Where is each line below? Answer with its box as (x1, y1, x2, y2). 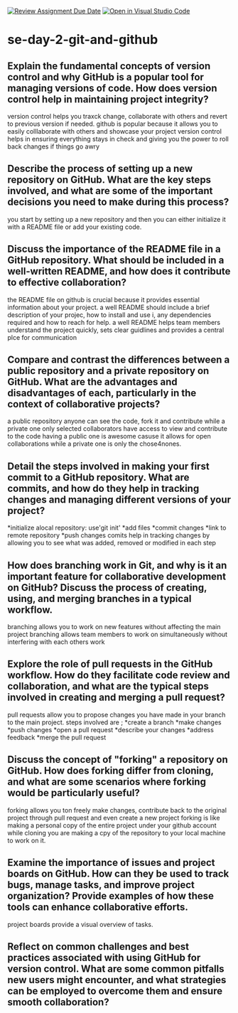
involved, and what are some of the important (7, 185, 213, 197)
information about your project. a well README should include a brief (7, 303, 210, 311)
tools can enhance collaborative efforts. (7, 901, 188, 913)
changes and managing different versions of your (7, 493, 232, 505)
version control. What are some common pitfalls (7, 963, 225, 975)
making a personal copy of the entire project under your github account (7, 821, 217, 830)
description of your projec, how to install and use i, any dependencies (7, 310, 212, 319)
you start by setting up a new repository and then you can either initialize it (7, 215, 226, 223)
